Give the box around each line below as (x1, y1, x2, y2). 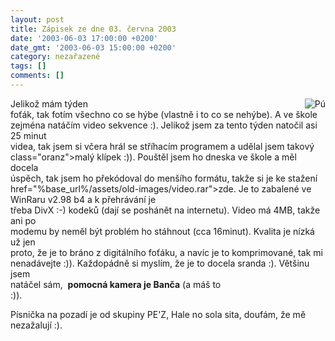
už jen (10, 236, 36, 248)
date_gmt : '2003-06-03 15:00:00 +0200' (10, 42, 177, 53)
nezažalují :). (10, 319, 63, 331)
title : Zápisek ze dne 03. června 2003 (10, 24, 177, 34)
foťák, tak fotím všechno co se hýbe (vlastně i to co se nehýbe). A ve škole (10, 108, 318, 120)
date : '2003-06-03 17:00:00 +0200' (10, 33, 159, 43)
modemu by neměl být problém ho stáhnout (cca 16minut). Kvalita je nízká (10, 225, 315, 237)
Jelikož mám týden (10, 97, 88, 110)
